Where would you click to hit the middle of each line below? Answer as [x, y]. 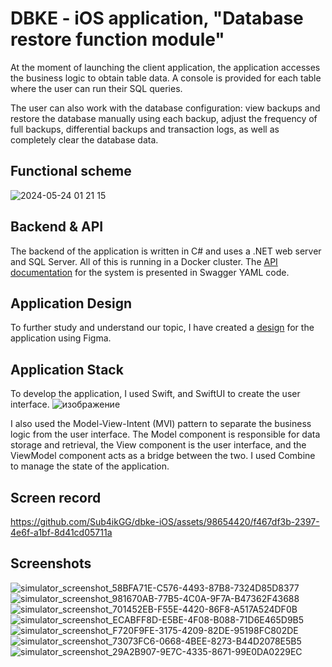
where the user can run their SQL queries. [96, 88]
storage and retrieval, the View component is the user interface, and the [158, 445]
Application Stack [67, 369]
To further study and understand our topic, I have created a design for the [162, 328]
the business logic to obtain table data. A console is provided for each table [166, 78]
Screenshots [51, 563]
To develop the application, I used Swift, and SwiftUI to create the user [155, 394]
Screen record [56, 497]
